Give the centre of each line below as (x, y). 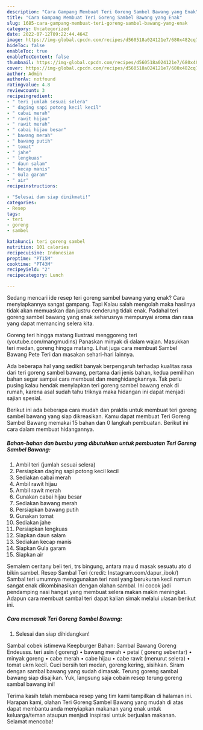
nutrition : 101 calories (38, 247)
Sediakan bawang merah (46, 503)
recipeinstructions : (33, 186)
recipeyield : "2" (29, 270)
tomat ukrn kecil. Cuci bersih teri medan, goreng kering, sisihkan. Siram (95, 665)
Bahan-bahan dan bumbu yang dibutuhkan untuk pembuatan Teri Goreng (101, 443)
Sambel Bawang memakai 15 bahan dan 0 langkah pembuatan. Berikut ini (98, 423)
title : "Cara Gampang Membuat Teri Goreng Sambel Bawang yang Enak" (95, 18)
